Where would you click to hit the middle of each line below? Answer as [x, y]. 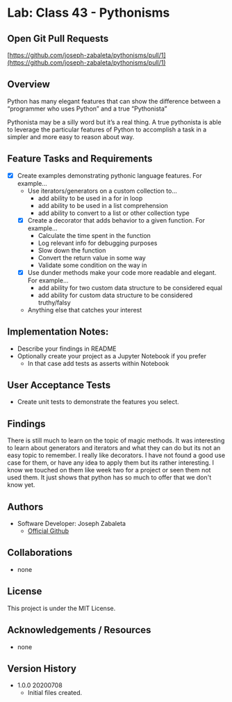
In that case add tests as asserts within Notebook [98, 363]
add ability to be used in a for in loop [90, 198]
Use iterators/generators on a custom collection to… [102, 191]
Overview [29, 85]
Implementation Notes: [58, 332]
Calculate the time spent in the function [94, 235]
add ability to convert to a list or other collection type [114, 213]
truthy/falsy [54, 302]
